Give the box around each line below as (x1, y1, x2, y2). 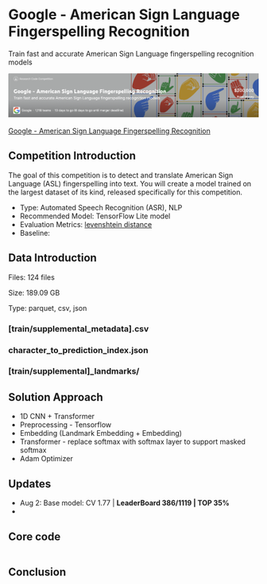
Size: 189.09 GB (8, 288, 60, 297)
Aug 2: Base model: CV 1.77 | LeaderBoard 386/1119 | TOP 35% (19, 498, 230, 508)
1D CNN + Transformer (19, 412, 95, 421)
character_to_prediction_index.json (8, 344, 149, 355)
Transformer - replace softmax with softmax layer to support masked (19, 437, 246, 447)
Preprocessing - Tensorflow (19, 420, 112, 429)
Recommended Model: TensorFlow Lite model (19, 211, 171, 221)
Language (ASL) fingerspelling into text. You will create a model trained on (8, 178, 252, 188)
